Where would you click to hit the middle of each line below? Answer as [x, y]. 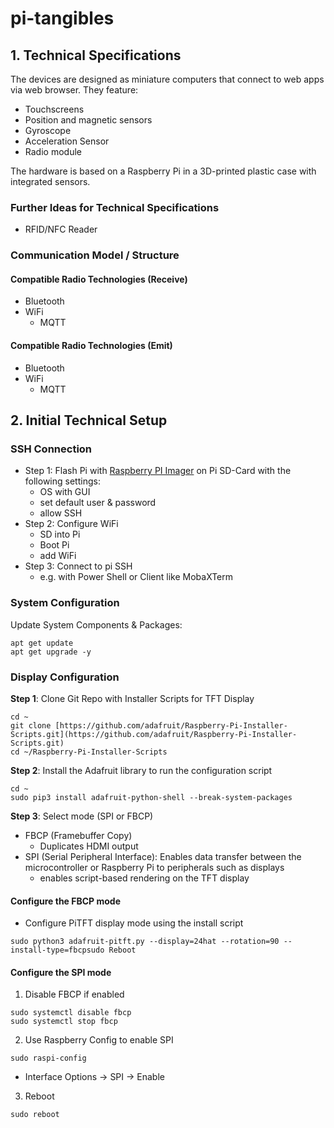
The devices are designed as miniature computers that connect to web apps [167, 79]
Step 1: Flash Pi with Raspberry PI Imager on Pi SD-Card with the [158, 471]
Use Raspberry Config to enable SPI [99, 1040]
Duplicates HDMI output [89, 846]
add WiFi [58, 556]
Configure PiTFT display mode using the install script [134, 923]
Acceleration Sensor [67, 141]
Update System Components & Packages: [96, 624]
